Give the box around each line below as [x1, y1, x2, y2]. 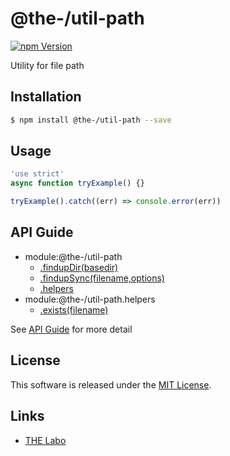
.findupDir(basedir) [39, 261, 119, 273]
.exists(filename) [39, 303, 109, 316]
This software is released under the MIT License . [10, 378, 212, 391]
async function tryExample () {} [10, 178, 145, 189]
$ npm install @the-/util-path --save [10, 115, 172, 125]
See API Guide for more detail [10, 323, 133, 335]
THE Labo [24, 434, 67, 446]
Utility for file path [10, 59, 85, 71]
